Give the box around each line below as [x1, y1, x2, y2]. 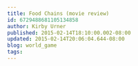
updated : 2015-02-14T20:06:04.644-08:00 [7, 36, 126, 43]
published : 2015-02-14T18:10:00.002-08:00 [7, 29, 131, 36]
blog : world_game [7, 42, 57, 49]
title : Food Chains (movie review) [7, 10, 110, 17]
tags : [7, 49, 23, 56]
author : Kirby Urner [7, 23, 67, 30]
